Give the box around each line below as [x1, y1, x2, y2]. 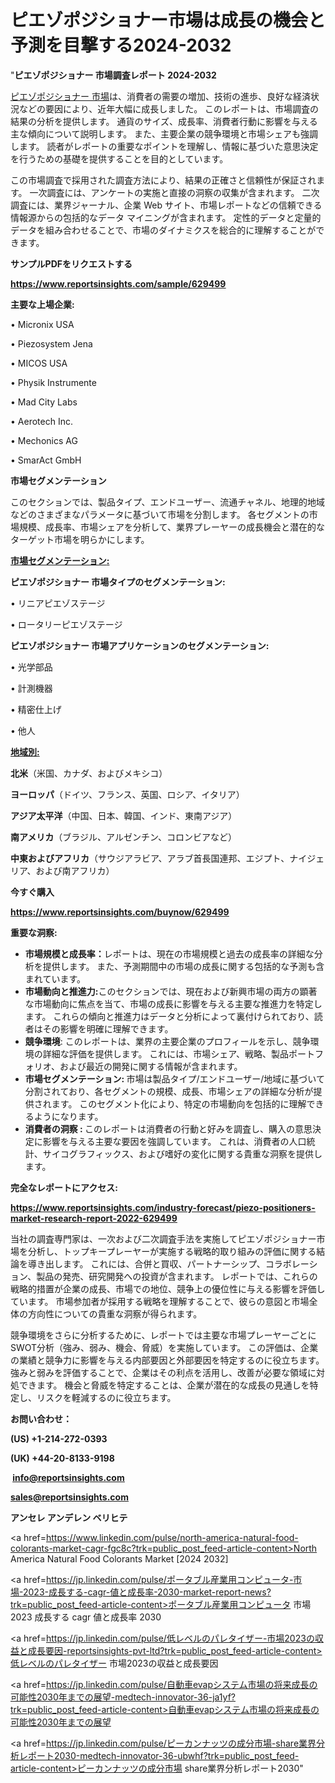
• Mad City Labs [10, 396, 78, 408]
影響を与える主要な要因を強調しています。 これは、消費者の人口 [42, 1135, 307, 1147]
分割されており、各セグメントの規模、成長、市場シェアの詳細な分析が [24, 1085, 314, 1097]
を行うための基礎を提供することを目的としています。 [10, 152, 229, 165]
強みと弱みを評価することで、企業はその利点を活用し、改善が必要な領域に [10, 1366, 317, 1378]
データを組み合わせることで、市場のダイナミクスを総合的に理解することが [10, 224, 317, 236]
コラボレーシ [264, 1257, 318, 1270]
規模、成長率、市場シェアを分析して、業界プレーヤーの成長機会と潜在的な [18, 521, 325, 533]
